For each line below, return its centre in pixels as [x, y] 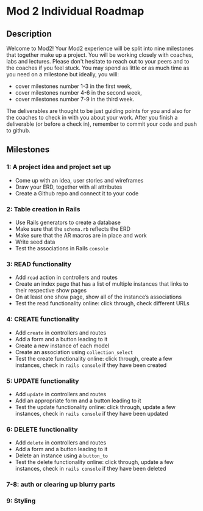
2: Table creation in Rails [43, 209]
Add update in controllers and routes [61, 394]
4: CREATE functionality [43, 319]
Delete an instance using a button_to [62, 455]
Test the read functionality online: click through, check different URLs [102, 303]
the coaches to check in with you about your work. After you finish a [92, 118]
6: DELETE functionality [42, 429]
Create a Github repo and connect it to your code [77, 193]
